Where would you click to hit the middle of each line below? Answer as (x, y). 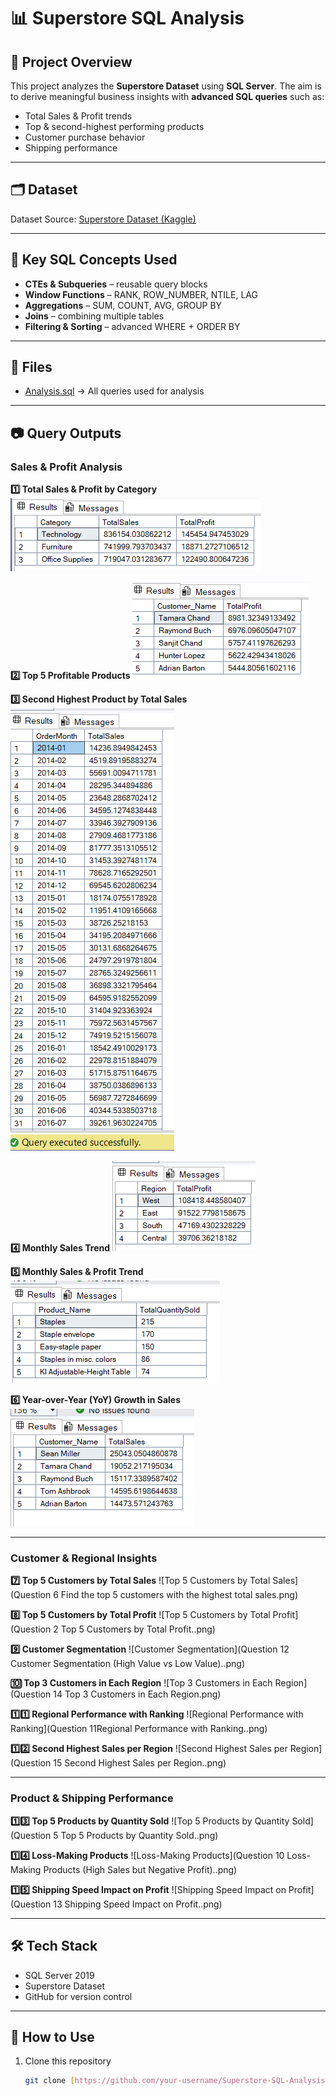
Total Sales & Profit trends (78, 116)
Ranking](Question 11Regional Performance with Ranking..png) (139, 1729)
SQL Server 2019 (59, 1975)
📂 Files (31, 367)
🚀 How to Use (52, 2036)
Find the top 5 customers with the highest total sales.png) (179, 1595)
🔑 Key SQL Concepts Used (94, 260)
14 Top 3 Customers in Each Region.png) (137, 1694)
